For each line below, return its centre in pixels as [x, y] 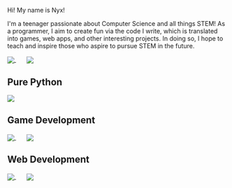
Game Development [51, 121]
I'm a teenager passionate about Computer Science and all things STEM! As [116, 23]
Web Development [48, 160]
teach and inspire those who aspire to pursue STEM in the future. [101, 46]
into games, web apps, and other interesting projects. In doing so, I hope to [115, 38]
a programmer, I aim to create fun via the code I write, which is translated [113, 31]
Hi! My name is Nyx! [36, 10]
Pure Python [35, 82]
